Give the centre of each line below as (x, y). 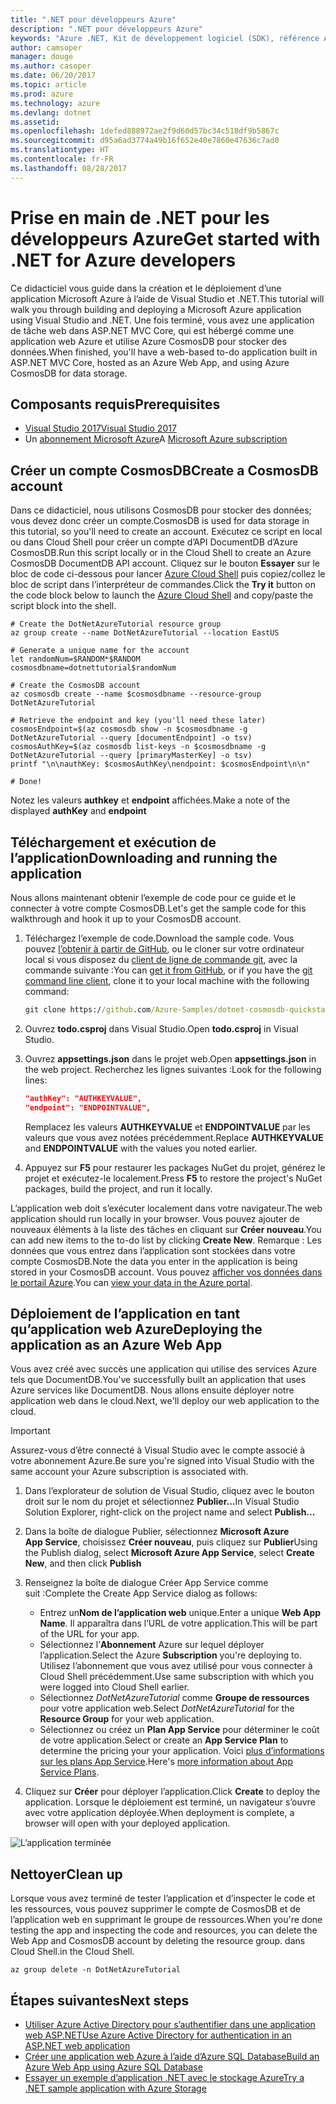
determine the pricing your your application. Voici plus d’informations (182, 1751)
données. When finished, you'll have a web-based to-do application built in (164, 352)
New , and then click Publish (83, 1563)
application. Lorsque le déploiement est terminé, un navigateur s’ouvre (170, 1802)
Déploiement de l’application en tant (125, 1314)
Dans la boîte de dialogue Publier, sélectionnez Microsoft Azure (157, 1532)
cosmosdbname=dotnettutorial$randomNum (93, 668)
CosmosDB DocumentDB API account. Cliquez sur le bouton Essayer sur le (165, 563)
